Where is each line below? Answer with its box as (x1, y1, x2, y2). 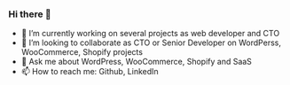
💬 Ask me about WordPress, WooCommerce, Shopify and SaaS (20, 57, 252, 67)
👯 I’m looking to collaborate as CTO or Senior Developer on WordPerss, (20, 37, 281, 48)
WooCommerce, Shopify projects (20, 47, 144, 58)
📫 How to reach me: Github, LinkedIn (20, 66, 159, 77)
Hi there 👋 (8, 8, 52, 20)
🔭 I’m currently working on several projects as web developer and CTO (20, 28, 280, 39)
